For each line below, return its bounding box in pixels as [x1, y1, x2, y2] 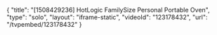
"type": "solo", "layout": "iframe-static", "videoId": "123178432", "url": [6, 13, 208, 21]
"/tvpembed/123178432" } [6, 21, 82, 28]
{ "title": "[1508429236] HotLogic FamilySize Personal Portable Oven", [6, 6, 210, 14]
